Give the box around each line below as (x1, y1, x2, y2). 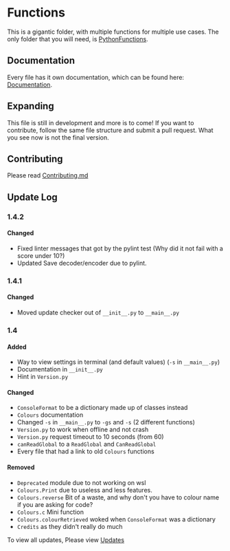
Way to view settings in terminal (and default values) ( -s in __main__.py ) (16, 358, 220, 366)
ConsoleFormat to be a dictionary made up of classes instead (16, 404, 188, 412)
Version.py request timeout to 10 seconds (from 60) (16, 433, 164, 441)
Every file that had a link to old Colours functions (16, 447, 154, 455)
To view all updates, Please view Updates (7, 535, 125, 544)
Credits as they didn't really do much (16, 522, 123, 530)
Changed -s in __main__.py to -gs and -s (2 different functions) (16, 418, 196, 426)
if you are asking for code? (16, 500, 93, 508)
